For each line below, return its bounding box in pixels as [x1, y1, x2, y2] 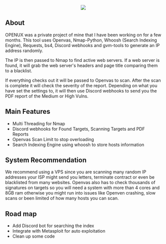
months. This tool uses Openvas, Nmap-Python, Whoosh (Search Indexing [5, 37, 157, 43]
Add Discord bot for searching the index [12, 223, 94, 229]
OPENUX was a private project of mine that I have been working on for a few [5, 32, 162, 38]
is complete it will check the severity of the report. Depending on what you [5, 82, 158, 89]
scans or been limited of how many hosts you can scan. [5, 195, 119, 201]
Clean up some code [12, 233, 55, 240]
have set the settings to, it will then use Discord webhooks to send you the [5, 88, 157, 94]
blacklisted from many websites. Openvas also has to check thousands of [5, 180, 156, 186]
